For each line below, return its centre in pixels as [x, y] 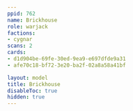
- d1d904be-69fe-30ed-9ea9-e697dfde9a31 [67, 59]
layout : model [28, 78]
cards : [17, 53]
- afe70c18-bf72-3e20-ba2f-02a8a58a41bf [67, 65]
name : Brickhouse [32, 20]
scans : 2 [20, 46]
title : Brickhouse [34, 84]
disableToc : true [32, 91]
